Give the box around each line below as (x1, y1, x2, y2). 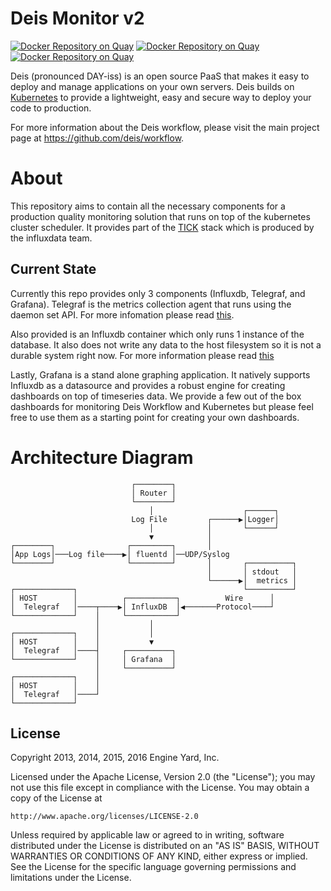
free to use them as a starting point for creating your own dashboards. (10, 411, 300, 423)
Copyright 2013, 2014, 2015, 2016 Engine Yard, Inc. (10, 752, 220, 764)
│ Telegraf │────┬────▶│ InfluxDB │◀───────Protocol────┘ (10, 602, 275, 612)
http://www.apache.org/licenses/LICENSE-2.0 (10, 812, 199, 822)
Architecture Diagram (10, 446, 194, 469)
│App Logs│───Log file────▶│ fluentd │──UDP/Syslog (10, 549, 230, 559)
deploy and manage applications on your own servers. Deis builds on (10, 80, 295, 92)
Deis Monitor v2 (10, 7, 145, 30)
